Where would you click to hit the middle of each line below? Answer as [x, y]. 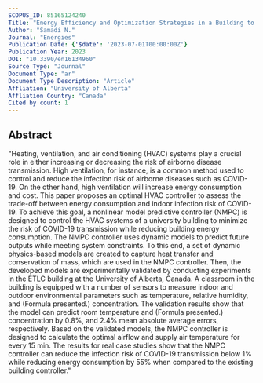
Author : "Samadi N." [42, 30]
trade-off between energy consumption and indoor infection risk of [117, 203]
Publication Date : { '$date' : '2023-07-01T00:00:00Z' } [98, 45]
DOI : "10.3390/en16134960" [52, 60]
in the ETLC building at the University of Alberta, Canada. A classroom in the [131, 279]
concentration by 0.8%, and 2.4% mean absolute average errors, [113, 320]
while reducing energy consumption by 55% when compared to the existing [131, 362]
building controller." [40, 370]
